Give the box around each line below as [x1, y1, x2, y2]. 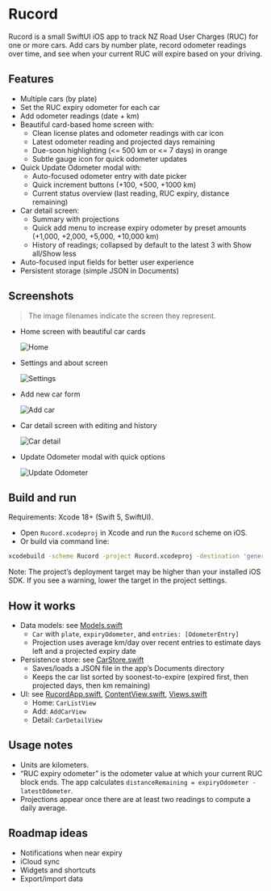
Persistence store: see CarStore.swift [19, 655, 144, 664]
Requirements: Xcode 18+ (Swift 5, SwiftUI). [8, 512, 154, 522]
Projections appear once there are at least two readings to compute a [19, 794, 252, 804]
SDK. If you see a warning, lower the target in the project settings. [8, 575, 227, 585]
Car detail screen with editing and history [19, 420, 157, 430]
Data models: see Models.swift [19, 621, 123, 630]
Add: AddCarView [31, 706, 86, 716]
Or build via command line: [19, 537, 110, 546]
